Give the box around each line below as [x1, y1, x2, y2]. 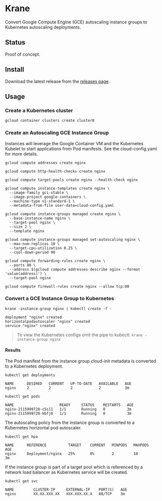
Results [5, 347, 21, 353]
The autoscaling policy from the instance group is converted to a [5, 420, 135, 425]
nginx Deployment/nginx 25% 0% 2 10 [5, 451, 138, 456]
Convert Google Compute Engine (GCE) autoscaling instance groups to [5, 19, 147, 25]
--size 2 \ [9, 224, 32, 229]
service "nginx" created [5, 323, 55, 328]
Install [5, 65, 24, 74]
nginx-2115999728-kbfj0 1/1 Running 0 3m [5, 411, 132, 416]
